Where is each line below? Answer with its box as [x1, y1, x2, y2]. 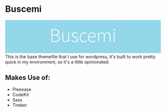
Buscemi [5, 3, 42, 15]
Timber [12, 102, 27, 108]
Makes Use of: [5, 73, 50, 82]
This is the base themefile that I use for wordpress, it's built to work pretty [5, 54, 156, 60]
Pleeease [12, 86, 32, 92]
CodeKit [12, 92, 29, 98]
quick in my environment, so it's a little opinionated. [5, 59, 110, 65]
